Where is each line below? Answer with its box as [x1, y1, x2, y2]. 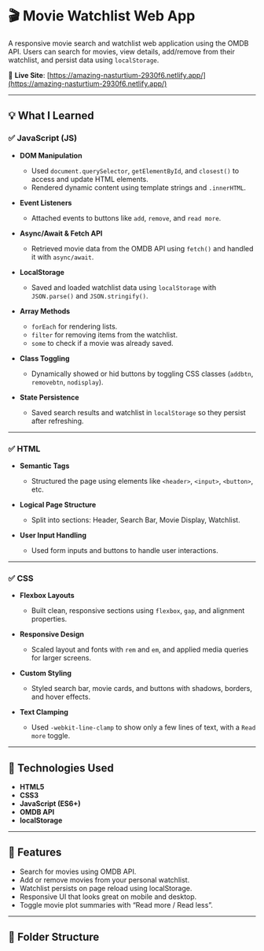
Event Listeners [19, 198, 72, 207]
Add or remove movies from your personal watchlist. [19, 875, 190, 884]
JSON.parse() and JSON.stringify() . [31, 291, 148, 300]
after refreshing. [31, 416, 84, 425]
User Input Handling [19, 530, 87, 540]
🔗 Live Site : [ [8, 70, 50, 80]
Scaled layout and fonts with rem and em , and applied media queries [31, 645, 249, 655]
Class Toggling [19, 353, 70, 363]
